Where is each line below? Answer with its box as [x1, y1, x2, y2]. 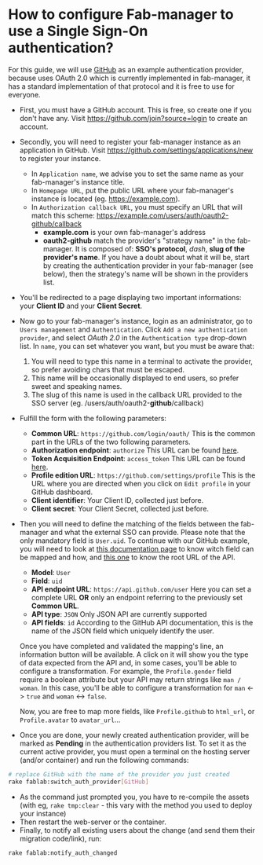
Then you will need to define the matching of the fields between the [19, 519, 239, 528]
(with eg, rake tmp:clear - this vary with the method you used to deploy [19, 800, 253, 810]
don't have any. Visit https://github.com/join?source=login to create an [19, 113, 248, 123]
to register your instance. [19, 153, 101, 163]
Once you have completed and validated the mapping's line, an [19, 641, 224, 651]
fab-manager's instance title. [31, 177, 126, 186]
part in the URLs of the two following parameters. [31, 437, 191, 446]
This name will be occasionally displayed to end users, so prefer [31, 373, 239, 383]
